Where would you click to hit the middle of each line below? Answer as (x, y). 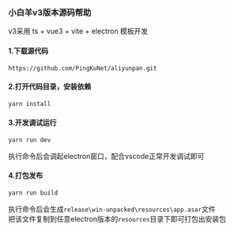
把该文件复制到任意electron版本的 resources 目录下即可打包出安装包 (117, 218)
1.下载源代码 (28, 51)
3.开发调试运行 (32, 123)
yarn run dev (30, 140)
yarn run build (33, 193)
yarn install (30, 104)
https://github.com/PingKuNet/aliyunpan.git (83, 68)
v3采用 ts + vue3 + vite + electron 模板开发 (78, 31)
